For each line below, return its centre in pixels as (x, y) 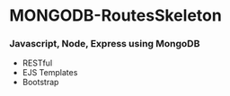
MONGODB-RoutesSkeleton (115, 16)
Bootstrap (40, 83)
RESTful (37, 63)
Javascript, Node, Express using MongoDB (105, 44)
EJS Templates (50, 73)
